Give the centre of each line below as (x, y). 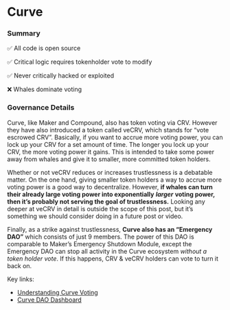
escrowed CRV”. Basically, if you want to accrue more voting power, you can (115, 137)
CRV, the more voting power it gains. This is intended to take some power (111, 152)
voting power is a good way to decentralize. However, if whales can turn (110, 187)
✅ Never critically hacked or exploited (61, 75)
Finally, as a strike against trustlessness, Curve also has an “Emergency (110, 229)
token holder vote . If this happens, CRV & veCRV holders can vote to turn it (113, 259)
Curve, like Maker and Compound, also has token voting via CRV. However (112, 122)
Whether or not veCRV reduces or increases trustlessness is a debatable (110, 172)
